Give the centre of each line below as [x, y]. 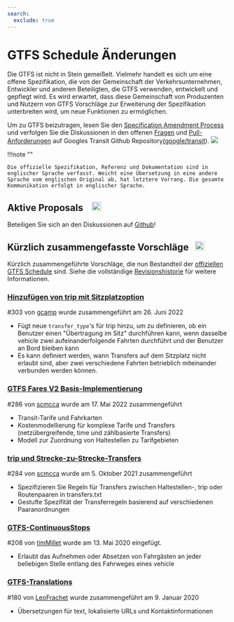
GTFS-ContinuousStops [49, 527]
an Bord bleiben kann [48, 349]
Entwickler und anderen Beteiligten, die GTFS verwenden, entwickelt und [113, 89]
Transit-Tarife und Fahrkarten [60, 417]
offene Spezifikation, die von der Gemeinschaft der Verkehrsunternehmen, [115, 82]
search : [19, 14]
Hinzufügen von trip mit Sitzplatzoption [76, 297]
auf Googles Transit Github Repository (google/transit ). [131, 141]
